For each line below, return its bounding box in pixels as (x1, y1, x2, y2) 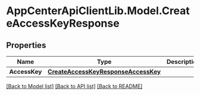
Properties (6, 40, 46, 50)
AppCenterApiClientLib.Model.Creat (6, 4, 190, 18)
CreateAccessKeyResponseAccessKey (47, 68, 161, 76)
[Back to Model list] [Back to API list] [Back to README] (6, 83, 143, 90)
